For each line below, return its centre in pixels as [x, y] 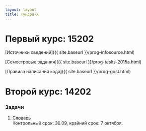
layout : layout [21, 10]
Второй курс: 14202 [48, 91]
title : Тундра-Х [22, 14]
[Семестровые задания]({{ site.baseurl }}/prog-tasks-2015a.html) [73, 62]
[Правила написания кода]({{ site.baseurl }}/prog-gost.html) [68, 72]
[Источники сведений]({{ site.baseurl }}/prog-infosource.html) [70, 52]
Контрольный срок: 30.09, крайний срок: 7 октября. [68, 123]
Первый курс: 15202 [50, 39]
